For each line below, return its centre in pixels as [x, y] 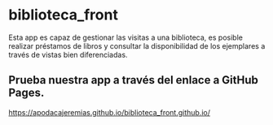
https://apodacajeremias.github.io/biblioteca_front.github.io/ [109, 112]
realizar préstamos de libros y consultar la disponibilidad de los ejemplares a [137, 45]
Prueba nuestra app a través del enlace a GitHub [134, 80]
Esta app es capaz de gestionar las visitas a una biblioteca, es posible [125, 37]
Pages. [26, 93]
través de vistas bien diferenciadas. [68, 54]
